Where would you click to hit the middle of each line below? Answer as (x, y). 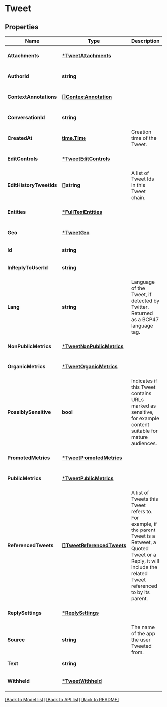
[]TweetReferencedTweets (94, 545)
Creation (141, 132)
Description (145, 41)
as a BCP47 (145, 319)
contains (141, 393)
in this (138, 185)
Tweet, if (141, 294)
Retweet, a (143, 542)
